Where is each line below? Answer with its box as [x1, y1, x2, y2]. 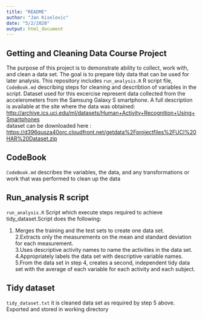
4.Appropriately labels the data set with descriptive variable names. [14, 252, 183, 260]
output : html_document [6, 25, 63, 32]
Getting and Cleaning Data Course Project [6, 48, 167, 58]
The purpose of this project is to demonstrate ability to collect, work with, [6, 64, 189, 71]
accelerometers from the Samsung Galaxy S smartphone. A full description [6, 96, 193, 104]
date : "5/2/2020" [6, 20, 50, 26]
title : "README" [6, 8, 47, 15]
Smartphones [6, 116, 40, 123]
